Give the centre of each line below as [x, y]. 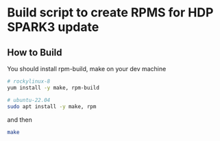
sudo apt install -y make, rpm [52, 106]
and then [20, 119]
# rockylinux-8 [29, 81]
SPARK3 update [53, 27]
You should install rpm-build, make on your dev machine [87, 69]
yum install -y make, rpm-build [53, 88]
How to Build [35, 52]
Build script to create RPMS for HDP [110, 13]
